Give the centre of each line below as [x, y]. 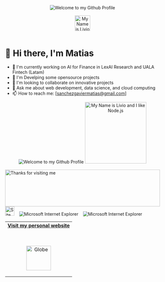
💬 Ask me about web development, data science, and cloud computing [84, 87]
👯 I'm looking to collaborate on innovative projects [63, 83]
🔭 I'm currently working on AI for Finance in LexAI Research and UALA [83, 67]
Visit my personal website [39, 226]
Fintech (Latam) [28, 72]
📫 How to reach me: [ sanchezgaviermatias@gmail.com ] [69, 93]
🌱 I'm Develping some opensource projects [56, 77]
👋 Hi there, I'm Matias [50, 53]
